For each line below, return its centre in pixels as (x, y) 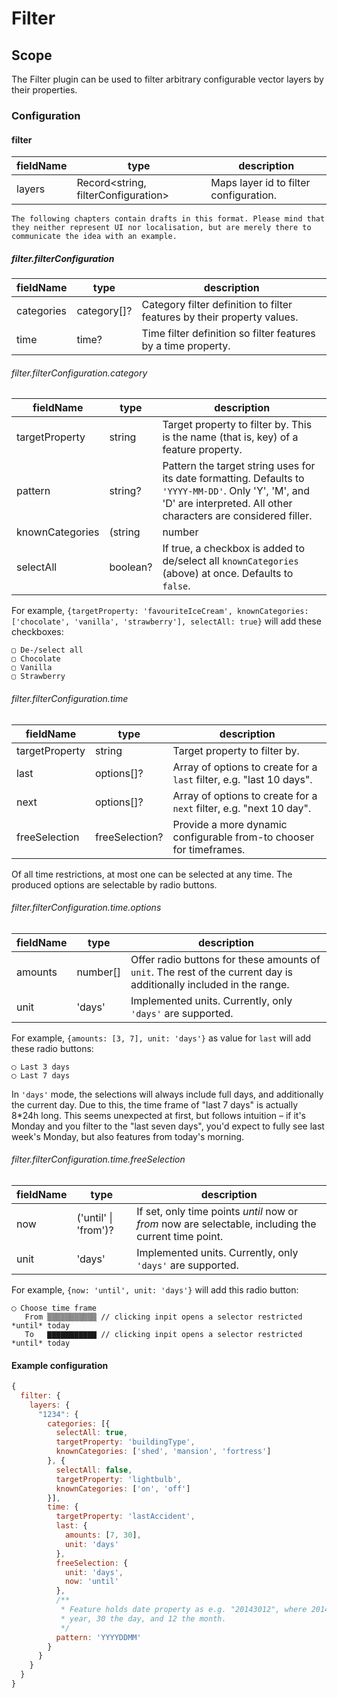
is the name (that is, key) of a (230, 437)
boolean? (131, 567)
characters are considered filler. (237, 516)
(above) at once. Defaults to (228, 574)
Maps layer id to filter (260, 183)
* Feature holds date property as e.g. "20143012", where (184, 1610)
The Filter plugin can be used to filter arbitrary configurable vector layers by (167, 79)
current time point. (180, 1236)
